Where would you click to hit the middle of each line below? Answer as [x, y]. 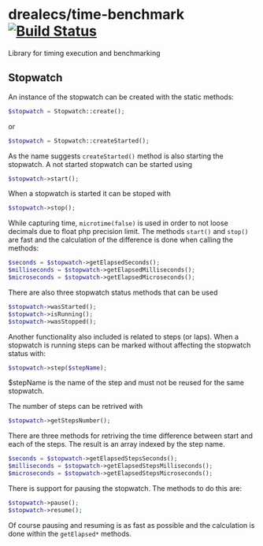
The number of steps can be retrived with [76, 407]
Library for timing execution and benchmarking [84, 53]
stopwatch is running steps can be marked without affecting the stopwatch [130, 345]
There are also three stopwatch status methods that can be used [113, 292]
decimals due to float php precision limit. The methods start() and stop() [128, 232]
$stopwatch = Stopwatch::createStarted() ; [79, 141]
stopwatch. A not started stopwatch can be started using [100, 164]
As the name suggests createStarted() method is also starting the [116, 156]
